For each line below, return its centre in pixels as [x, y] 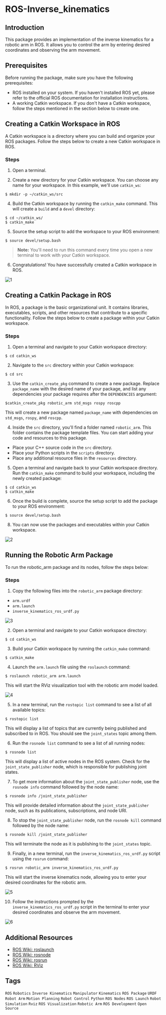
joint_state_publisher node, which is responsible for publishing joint [76, 767]
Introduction [25, 28]
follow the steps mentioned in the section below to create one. [76, 108]
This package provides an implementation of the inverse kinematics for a [80, 39]
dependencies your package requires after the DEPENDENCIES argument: [84, 394]
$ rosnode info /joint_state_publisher [46, 796]
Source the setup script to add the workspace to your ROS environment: [86, 231]
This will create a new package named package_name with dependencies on [82, 413]
